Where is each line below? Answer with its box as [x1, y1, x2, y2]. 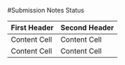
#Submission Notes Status [7, 6, 85, 14]
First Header [11, 23, 54, 32]
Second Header [60, 23, 114, 32]
